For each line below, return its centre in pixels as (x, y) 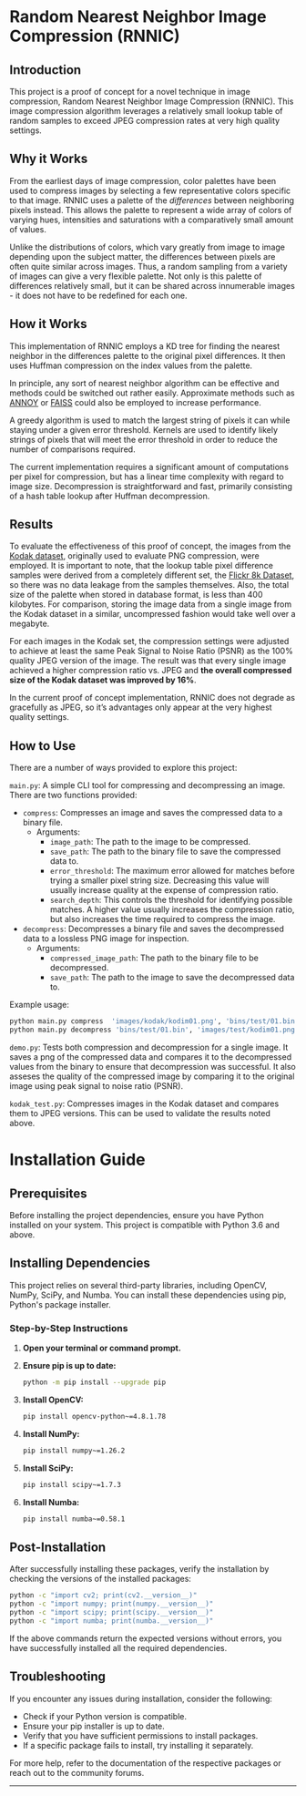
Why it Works (49, 159)
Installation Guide (77, 1160)
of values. (28, 229)
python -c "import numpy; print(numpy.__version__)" (112, 1604)
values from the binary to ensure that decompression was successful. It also (153, 1067)
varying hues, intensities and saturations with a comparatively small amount (152, 220)
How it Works (48, 324)
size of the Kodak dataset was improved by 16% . (103, 680)
